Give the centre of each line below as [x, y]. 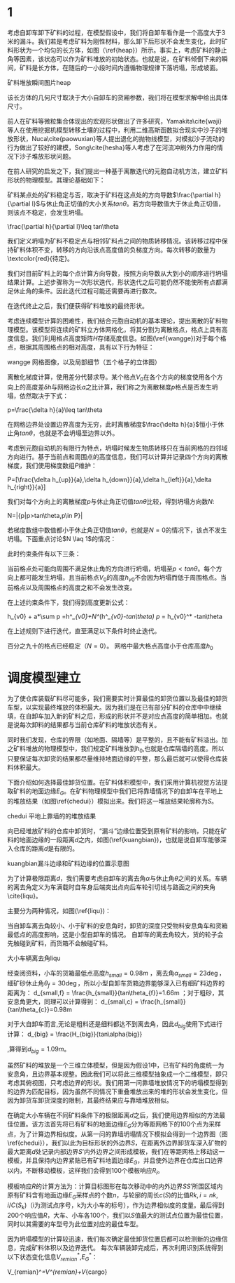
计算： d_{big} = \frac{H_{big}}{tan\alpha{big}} [75, 1034]
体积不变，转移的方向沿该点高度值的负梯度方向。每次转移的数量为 [120, 249]
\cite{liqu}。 [24, 896]
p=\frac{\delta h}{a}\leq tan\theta [55, 410]
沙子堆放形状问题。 [47, 156]
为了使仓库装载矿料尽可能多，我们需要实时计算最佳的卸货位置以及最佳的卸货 [117, 698]
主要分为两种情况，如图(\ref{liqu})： [59, 910]
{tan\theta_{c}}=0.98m [40, 1010]
